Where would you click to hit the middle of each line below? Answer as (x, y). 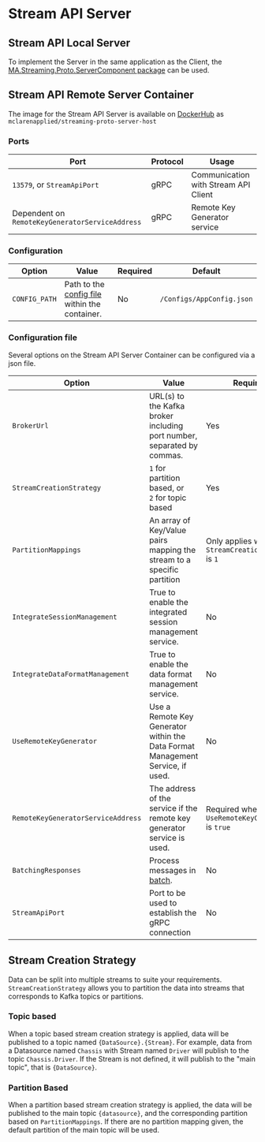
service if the (173, 808)
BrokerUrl (30, 425)
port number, (173, 435)
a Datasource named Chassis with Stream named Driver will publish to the (129, 1051)
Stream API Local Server (69, 43)
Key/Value (168, 530)
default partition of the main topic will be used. (84, 1130)
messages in (172, 870)
